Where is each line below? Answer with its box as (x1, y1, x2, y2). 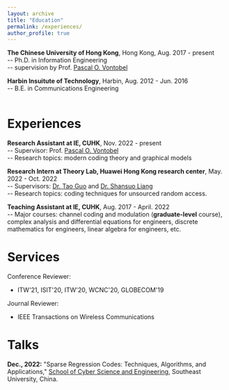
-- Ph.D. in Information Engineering (7, 56, 108, 65)
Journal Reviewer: (7, 300, 59, 308)
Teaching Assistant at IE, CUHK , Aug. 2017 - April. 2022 (7, 203, 170, 211)
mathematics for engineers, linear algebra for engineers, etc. (7, 225, 182, 234)
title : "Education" (7, 17, 64, 24)
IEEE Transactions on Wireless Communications (17, 313, 155, 321)
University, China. (7, 375, 58, 383)
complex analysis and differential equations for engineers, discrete (7, 218, 198, 226)
